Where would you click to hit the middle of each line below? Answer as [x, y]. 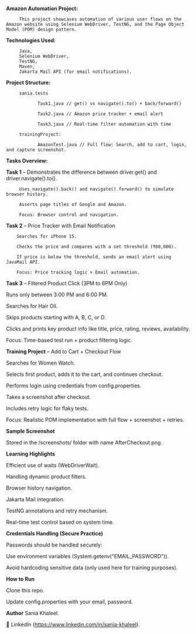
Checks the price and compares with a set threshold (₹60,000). [97, 247]
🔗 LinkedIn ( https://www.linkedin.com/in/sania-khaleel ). [73, 624]
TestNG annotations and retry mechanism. [57, 511]
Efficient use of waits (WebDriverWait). [53, 465]
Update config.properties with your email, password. [70, 602]
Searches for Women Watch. [41, 363]
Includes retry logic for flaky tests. [47, 408]
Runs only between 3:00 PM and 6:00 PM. [57, 295]
